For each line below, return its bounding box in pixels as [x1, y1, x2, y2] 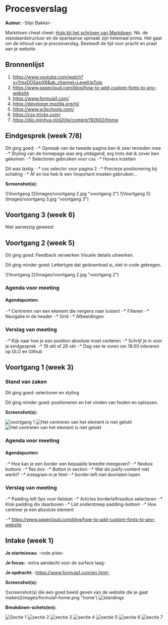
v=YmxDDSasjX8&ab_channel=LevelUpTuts [12, 79, 102, 85]
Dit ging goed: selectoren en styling [5, 390, 80, 396]
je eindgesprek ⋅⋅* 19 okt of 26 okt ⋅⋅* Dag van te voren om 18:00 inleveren [5, 343, 160, 349]
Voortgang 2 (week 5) [5, 238, 75, 247]
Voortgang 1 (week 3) [5, 363, 74, 371]
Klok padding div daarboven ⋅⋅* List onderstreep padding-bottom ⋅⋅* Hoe [5, 501, 156, 507]
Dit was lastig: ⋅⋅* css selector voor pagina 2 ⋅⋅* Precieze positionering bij [5, 165, 157, 172]
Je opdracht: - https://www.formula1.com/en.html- [5, 569, 110, 575]
